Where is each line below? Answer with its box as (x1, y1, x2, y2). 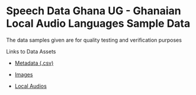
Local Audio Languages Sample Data (6, 17, 191, 30)
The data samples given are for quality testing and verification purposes (6, 36, 182, 43)
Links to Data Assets (6, 47, 56, 55)
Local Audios (14, 82, 47, 90)
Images (14, 71, 33, 78)
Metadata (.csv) (14, 59, 54, 66)
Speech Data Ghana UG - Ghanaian (6, 4, 182, 18)
